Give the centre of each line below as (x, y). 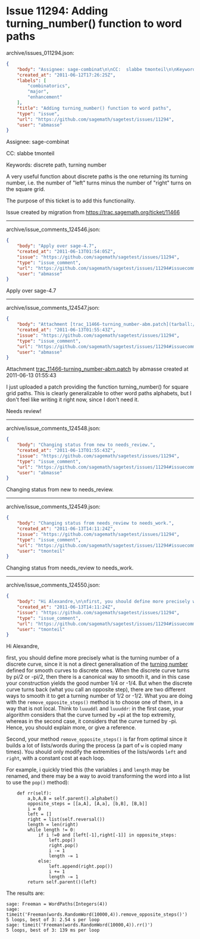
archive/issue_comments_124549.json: (53, 507)
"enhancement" (45, 97)
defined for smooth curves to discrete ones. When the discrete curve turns (98, 670)
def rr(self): (34, 793)
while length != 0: (52, 830)
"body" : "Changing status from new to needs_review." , (86, 445)
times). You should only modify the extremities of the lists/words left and (96, 752)
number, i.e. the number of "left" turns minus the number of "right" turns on (99, 183)
